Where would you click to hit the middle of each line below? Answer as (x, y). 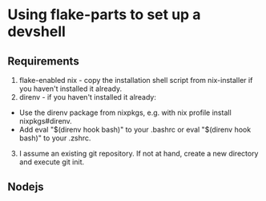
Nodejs (26, 187)
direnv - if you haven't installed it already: (88, 97)
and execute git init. (52, 162)
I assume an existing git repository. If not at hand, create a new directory (139, 154)
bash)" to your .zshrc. (55, 138)
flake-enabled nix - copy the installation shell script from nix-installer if (136, 80)
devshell (36, 32)
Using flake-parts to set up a (104, 15)
